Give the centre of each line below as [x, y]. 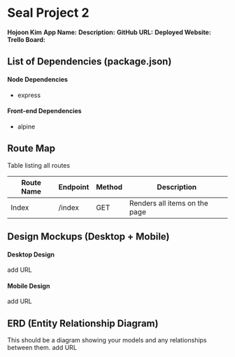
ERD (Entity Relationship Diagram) [83, 323]
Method [109, 187]
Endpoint [74, 187]
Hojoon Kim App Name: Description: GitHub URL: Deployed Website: [109, 32]
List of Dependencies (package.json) [90, 62]
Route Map [31, 148]
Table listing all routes [39, 165]
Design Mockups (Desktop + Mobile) [88, 236]
